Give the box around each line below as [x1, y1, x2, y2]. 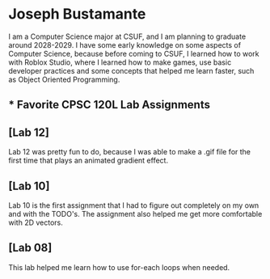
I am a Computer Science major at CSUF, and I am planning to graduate [8, 32, 247, 41]
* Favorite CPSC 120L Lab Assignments [8, 98, 210, 112]
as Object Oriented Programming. [8, 74, 120, 84]
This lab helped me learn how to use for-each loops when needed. [8, 262, 230, 272]
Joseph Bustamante [8, 5, 146, 23]
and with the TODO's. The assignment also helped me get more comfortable [8, 209, 263, 218]
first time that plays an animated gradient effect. [8, 155, 168, 166]
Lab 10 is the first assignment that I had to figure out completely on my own [8, 200, 259, 210]
